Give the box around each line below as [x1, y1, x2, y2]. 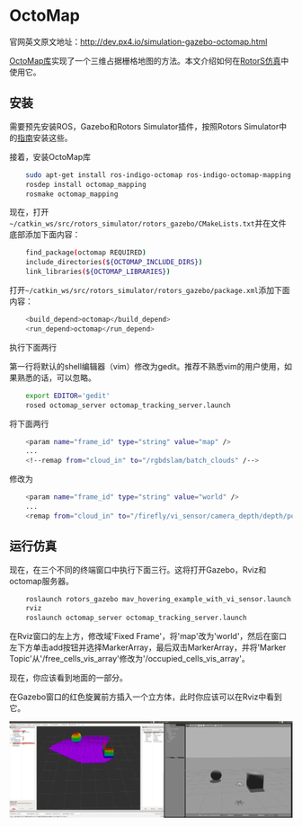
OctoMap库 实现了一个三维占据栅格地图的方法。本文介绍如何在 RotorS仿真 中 [9, 55, 289, 66]
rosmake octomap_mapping [25, 190, 119, 199]
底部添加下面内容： [9, 229, 81, 240]
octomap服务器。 [9, 575, 74, 586]
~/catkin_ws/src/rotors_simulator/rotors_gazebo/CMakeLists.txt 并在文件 [9, 218, 287, 229]
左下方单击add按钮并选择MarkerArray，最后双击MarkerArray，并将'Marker [9, 642, 287, 653]
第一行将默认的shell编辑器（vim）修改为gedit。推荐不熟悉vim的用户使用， [9, 360, 285, 371]
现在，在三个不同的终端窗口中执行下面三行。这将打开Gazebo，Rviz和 [9, 564, 267, 575]
